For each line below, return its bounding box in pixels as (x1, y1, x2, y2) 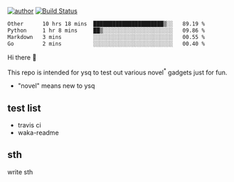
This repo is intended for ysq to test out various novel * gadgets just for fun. (7, 67, 228, 76)
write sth (7, 167, 33, 176)
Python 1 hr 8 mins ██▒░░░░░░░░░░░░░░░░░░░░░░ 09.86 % (7, 27, 205, 34)
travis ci (17, 120, 41, 129)
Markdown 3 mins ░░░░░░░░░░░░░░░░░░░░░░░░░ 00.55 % (7, 33, 205, 40)
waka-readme (17, 128, 59, 137)
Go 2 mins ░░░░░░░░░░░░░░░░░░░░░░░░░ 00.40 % (7, 40, 205, 47)
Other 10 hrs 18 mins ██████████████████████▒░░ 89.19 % (7, 21, 205, 28)
